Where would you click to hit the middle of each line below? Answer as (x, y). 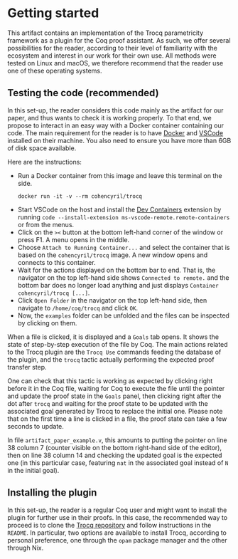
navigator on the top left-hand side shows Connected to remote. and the (123, 277)
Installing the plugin (52, 493)
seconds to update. (36, 426)
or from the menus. (46, 224)
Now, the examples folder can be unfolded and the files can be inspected (123, 315)
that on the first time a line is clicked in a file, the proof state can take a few (117, 419)
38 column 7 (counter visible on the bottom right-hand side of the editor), (115, 447)
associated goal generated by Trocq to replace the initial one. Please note (115, 411)
